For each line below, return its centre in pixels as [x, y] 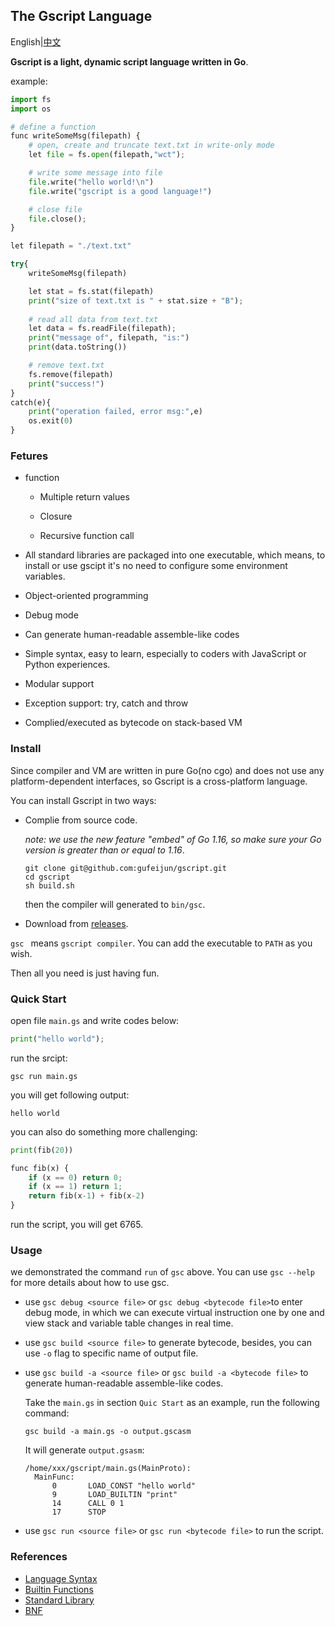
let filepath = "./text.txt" [71, 246]
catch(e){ [31, 402]
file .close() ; [57, 219]
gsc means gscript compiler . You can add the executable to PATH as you [161, 943]
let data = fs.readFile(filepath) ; [102, 329]
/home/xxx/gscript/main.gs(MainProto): [108, 1469]
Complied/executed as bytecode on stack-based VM [133, 723]
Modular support [59, 684]
